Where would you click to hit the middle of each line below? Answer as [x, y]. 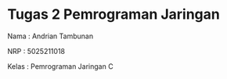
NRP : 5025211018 [36, 51]
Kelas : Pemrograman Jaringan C [61, 66]
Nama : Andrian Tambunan [50, 36]
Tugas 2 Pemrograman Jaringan [113, 14]
